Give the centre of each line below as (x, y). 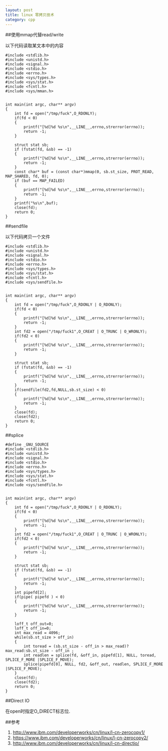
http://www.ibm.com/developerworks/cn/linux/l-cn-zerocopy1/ (79, 733)
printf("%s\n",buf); (36, 203)
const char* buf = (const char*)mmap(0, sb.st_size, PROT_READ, (84, 172)
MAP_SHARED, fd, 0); (27, 176)
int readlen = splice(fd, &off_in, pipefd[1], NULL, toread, (90, 655)
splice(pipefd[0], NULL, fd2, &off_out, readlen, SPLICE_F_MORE (93, 664)
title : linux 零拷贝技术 (30, 15)
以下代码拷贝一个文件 (28, 237)
